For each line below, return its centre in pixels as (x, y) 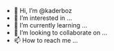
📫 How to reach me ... (46, 40)
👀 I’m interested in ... (43, 18)
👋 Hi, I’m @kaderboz (43, 11)
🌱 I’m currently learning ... (50, 25)
